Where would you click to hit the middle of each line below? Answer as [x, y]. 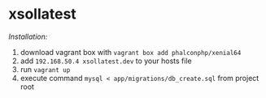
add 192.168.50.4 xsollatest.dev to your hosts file [106, 61]
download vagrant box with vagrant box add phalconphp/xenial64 [131, 52]
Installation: [28, 36]
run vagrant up [45, 69]
